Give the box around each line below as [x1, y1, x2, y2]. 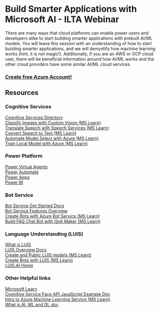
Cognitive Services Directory [5, 114, 63, 120]
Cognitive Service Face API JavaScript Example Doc [5, 291, 111, 297]
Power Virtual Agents [5, 164, 48, 169]
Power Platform [5, 153, 43, 160]
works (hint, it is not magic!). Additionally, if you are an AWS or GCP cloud [5, 50, 154, 57]
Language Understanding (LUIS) [5, 231, 83, 238]
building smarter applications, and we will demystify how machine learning [5, 46, 156, 51]
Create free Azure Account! [5, 73, 72, 80]
